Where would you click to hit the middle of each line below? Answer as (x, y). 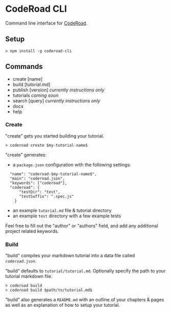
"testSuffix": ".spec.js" (46, 196)
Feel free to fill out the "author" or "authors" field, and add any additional (82, 226)
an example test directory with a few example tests (67, 216)
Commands (24, 67)
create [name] (28, 79)
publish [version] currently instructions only (58, 90)
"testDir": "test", (39, 192)
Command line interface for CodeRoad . (46, 23)
